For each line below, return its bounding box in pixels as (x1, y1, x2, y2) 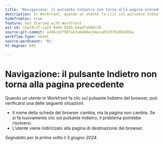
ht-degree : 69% (5, 43, 36, 48)
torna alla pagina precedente (5, 79, 124, 90)
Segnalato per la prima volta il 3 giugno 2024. (5, 134, 98, 140)
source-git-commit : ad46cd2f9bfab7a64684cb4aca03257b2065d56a (5, 30, 134, 35)
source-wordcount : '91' (5, 39, 54, 44)
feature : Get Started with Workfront (5, 20, 82, 26)
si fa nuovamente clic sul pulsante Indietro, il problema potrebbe (12, 115, 142, 121)
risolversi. (12, 120, 32, 126)
